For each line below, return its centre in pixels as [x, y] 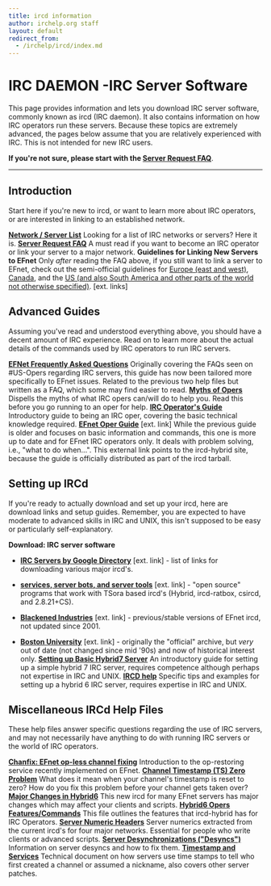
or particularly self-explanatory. [61, 529]
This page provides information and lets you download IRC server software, [134, 108]
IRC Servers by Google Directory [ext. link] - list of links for [119, 560]
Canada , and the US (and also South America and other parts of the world [131, 277]
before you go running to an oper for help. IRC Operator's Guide [116, 407]
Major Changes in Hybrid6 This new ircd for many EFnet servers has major [134, 796]
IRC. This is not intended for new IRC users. [81, 143]
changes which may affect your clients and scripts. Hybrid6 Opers [119, 805]
